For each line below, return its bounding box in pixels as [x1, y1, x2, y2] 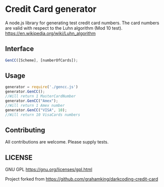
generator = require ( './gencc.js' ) [5, 85, 78, 90]
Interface [5, 45, 34, 53]
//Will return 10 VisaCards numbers [5, 112, 80, 117]
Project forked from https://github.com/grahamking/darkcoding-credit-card [5, 176, 159, 182]
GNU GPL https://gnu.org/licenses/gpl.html [5, 167, 93, 173]
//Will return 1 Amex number [5, 103, 65, 108]
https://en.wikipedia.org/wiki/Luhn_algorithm [5, 30, 96, 36]
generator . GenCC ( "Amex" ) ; [5, 98, 58, 103]
